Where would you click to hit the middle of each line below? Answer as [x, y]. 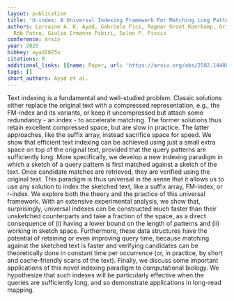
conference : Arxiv [34, 40]
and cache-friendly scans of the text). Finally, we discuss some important [113, 261]
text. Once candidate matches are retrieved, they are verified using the [109, 172]
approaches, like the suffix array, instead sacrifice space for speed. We [109, 135]
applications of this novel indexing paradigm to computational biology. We [113, 268]
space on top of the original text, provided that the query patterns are [107, 149]
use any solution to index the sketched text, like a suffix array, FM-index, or [115, 187]
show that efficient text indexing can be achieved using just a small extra [111, 143]
